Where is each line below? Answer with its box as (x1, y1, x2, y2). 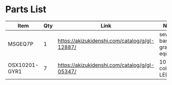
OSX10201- (8, 61, 39, 69)
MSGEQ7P (8, 40, 34, 47)
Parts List (5, 4, 47, 15)
